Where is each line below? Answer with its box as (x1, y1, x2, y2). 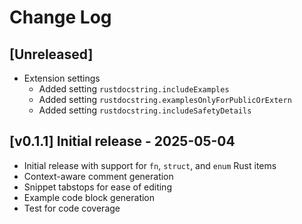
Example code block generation (23, 191, 156, 203)
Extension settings (23, 72, 101, 84)
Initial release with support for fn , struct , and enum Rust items (23, 159, 277, 171)
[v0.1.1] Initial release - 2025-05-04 (9, 133, 236, 150)
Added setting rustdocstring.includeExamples (38, 83, 230, 95)
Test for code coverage (23, 202, 121, 214)
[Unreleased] (9, 46, 94, 63)
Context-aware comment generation (23, 170, 174, 182)
